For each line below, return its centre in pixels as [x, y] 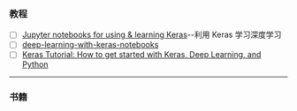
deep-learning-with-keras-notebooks [90, 45]
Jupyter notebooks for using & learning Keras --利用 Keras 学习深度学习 [152, 35]
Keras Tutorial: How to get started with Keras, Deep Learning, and [141, 55]
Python [35, 64]
